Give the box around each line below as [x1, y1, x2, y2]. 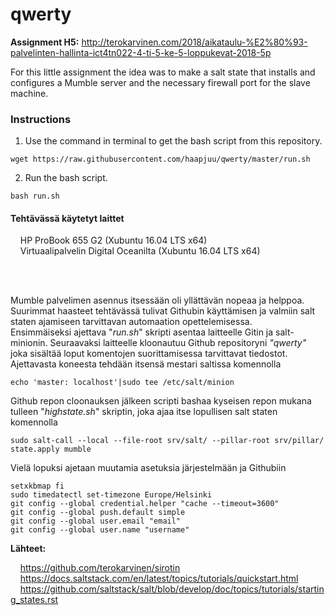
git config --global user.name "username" [10, 525, 190, 535]
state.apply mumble [10, 444, 92, 455]
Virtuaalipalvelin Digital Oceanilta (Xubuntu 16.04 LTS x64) [19, 245, 261, 257]
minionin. [10, 337, 48, 349]
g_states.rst [10, 594, 59, 606]
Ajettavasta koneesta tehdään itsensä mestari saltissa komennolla [10, 358, 282, 370]
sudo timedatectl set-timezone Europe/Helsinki [10, 490, 213, 500]
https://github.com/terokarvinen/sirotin [19, 562, 181, 574]
